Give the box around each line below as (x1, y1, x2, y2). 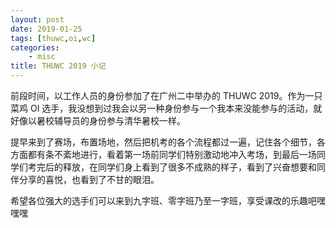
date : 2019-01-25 (10, 24, 83, 34)
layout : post (10, 14, 65, 25)
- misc (28, 52, 56, 62)
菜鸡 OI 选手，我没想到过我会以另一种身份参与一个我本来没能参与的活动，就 (10, 102, 323, 114)
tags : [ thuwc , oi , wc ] (10, 33, 97, 43)
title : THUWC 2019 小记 (10, 61, 107, 71)
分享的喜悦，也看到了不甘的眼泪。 (18, 174, 160, 185)
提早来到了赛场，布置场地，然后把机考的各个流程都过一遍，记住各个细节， (10, 136, 317, 148)
